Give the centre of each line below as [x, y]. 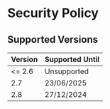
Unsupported [67, 71]
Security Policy [53, 13]
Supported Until [72, 59]
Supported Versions [53, 40]
